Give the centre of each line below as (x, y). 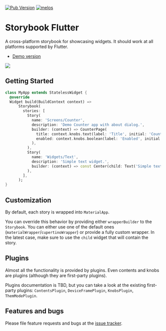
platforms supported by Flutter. (37, 47)
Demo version (26, 56)
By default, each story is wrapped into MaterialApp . (57, 212)
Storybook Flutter (42, 28)
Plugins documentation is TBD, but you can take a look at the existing (76, 285)
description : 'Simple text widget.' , (70, 162)
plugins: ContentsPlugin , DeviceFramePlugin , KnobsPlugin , (75, 290)
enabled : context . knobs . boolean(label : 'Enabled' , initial (98, 139)
